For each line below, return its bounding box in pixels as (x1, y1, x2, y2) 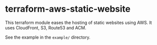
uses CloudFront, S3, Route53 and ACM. (5, 24, 87, 30)
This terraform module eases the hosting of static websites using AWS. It (5, 20, 152, 25)
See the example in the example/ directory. (5, 34, 90, 40)
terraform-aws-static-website (5, 3, 131, 15)
